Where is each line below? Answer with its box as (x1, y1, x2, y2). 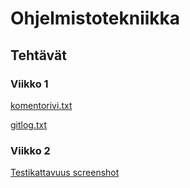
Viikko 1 (10, 77, 49, 91)
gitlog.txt (10, 118, 48, 131)
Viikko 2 (10, 143, 51, 157)
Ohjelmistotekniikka (10, 7, 181, 30)
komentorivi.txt (10, 99, 73, 111)
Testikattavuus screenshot (10, 167, 120, 179)
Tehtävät (10, 47, 67, 64)
